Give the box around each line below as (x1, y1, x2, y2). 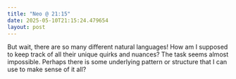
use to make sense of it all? (7, 65, 87, 74)
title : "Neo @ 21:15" (7, 10, 71, 18)
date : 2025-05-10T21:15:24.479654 (7, 17, 109, 24)
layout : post (7, 23, 46, 30)
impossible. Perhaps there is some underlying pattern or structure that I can (7, 58, 228, 66)
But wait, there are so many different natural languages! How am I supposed (7, 43, 228, 51)
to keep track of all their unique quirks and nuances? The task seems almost (7, 50, 229, 59)
